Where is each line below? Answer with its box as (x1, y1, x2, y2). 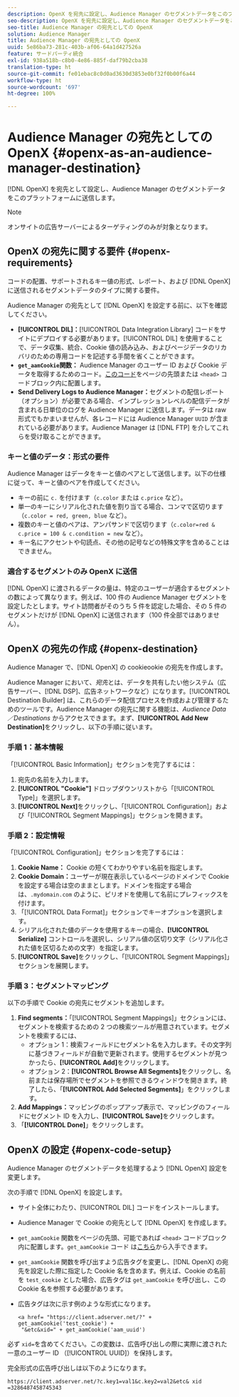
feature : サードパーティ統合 (7, 51, 84, 58)
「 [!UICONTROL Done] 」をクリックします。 (17, 1121, 147, 1129)
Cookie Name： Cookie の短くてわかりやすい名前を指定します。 (17, 863, 207, 872)
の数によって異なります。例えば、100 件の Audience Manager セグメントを (7, 593, 228, 602)
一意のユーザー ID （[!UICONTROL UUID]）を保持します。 (7, 1348, 176, 1357)
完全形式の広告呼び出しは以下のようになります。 (7, 1363, 151, 1372)
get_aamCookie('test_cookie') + (17, 1320, 114, 1327)
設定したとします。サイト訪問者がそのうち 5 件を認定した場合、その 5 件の (7, 602, 227, 610)
